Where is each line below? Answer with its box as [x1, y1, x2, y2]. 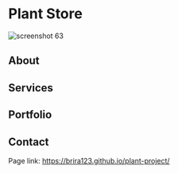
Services [8, 81, 54, 94]
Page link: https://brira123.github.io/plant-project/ [8, 156, 170, 165]
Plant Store [8, 5, 83, 23]
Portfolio [8, 108, 52, 121]
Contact [8, 135, 49, 148]
